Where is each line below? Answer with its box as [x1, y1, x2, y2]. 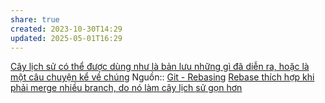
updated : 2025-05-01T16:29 [10, 33, 123, 43]
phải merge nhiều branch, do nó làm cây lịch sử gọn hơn [10, 82, 243, 94]
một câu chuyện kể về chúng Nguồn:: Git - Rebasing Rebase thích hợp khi [10, 71, 315, 83]
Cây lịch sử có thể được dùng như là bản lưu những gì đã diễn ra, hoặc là [10, 61, 310, 73]
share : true [10, 14, 60, 25]
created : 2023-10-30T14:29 [10, 24, 123, 34]
